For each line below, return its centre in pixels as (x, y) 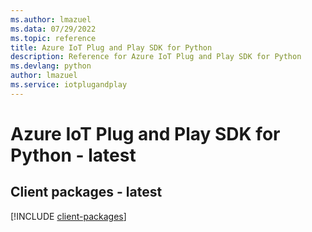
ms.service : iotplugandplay (69, 85)
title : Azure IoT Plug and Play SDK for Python (111, 47)
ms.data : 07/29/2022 (53, 29)
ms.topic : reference (53, 38)
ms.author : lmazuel (51, 19)
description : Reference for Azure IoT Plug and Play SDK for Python (156, 57)
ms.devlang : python (51, 66)
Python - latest (73, 155)
